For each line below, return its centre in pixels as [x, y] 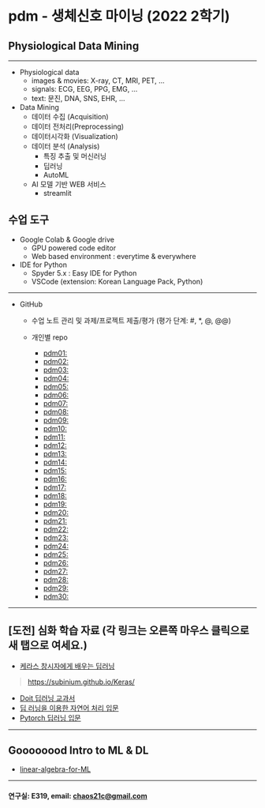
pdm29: [56, 588]
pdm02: [56, 361]
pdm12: [55, 445]
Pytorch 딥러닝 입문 [50, 718]
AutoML [56, 175]
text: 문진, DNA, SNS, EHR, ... [78, 98]
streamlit [58, 193]
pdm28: [56, 579]
